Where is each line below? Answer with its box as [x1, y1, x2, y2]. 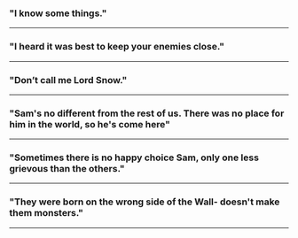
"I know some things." [9, 7, 107, 19]
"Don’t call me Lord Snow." [9, 73, 128, 86]
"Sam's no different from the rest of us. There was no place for [9, 107, 285, 119]
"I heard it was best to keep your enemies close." [9, 41, 224, 53]
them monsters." [9, 207, 84, 219]
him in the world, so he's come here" [9, 118, 170, 130]
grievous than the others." [9, 163, 126, 175]
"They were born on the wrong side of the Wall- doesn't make [9, 196, 280, 208]
